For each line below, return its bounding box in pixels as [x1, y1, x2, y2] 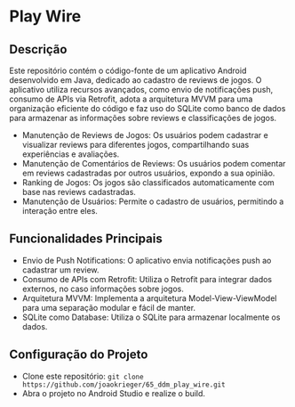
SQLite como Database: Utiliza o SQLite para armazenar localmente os [21, 312, 281, 322]
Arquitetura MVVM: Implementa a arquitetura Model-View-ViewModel [21, 292, 277, 304]
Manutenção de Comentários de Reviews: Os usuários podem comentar [21, 159, 286, 168]
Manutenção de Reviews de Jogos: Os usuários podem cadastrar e [21, 130, 268, 140]
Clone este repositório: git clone [21, 370, 144, 381]
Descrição [9, 42, 68, 57]
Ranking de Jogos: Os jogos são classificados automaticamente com [21, 177, 275, 188]
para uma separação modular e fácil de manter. [21, 302, 196, 313]
